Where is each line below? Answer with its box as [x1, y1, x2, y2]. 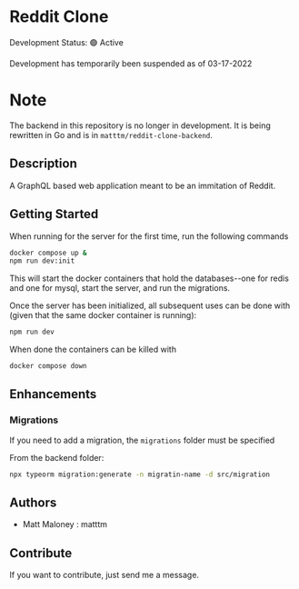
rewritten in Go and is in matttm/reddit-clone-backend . [9, 129, 214, 140]
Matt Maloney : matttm [22, 519, 107, 530]
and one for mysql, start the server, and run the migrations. [9, 283, 230, 294]
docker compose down [9, 362, 88, 371]
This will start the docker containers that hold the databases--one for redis [9, 273, 289, 284]
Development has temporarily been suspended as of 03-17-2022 [9, 57, 253, 69]
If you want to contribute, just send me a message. [9, 570, 200, 581]
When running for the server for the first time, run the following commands [9, 230, 289, 242]
